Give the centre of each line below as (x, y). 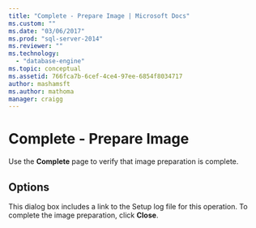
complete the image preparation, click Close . (83, 215)
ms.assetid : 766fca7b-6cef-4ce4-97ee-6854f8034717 (96, 76)
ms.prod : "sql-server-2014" (56, 39)
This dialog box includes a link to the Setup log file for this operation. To (128, 206)
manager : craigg (36, 99)
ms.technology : (34, 54)
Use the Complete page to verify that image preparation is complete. (124, 161)
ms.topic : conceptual (45, 69)
